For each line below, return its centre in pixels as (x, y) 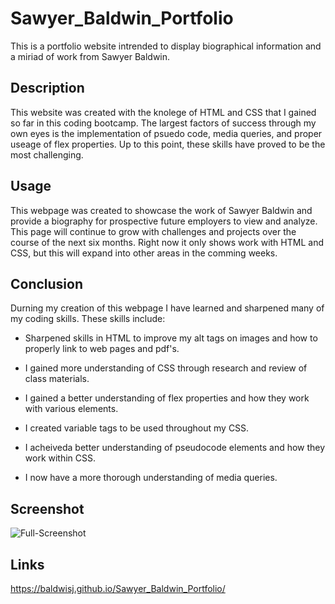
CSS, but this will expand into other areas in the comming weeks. (144, 253)
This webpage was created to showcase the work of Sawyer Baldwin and (161, 210)
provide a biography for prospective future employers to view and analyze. (164, 221)
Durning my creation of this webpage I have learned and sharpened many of (167, 308)
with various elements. (71, 409)
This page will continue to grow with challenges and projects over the (153, 231)
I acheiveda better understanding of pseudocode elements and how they (175, 448)
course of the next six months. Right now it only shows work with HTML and (167, 242)
